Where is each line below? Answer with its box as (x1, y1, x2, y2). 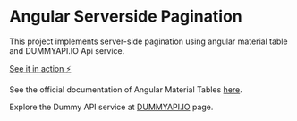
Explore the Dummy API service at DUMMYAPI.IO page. (9, 101, 214, 112)
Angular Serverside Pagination (9, 6, 243, 27)
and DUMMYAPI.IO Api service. (9, 45, 125, 56)
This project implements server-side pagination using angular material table (9, 36, 288, 47)
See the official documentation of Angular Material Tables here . (9, 83, 243, 95)
